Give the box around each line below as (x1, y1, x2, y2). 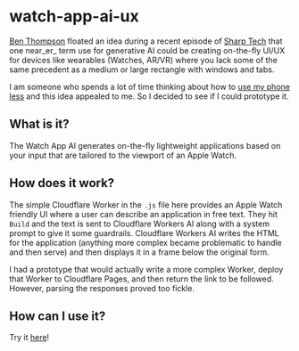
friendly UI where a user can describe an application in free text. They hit (9, 208, 278, 219)
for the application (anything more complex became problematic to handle (9, 237, 283, 248)
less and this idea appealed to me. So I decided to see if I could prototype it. (9, 91, 289, 102)
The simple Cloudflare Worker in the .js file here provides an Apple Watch (9, 199, 283, 210)
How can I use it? (9, 308, 106, 323)
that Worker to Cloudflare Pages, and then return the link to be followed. (9, 273, 274, 284)
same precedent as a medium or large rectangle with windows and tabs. (9, 64, 275, 75)
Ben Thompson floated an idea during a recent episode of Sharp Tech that (9, 36, 283, 46)
